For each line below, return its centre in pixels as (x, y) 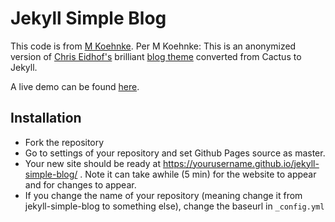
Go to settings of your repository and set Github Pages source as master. (175, 153)
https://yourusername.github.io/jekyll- (241, 163)
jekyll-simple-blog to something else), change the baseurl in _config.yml (174, 206)
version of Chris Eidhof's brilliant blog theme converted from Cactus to (156, 56)
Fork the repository (64, 142)
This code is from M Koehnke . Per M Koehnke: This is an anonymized (153, 46)
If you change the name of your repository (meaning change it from (163, 195)
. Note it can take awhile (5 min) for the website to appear (198, 174)
